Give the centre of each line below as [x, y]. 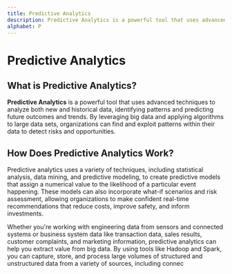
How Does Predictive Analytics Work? [90, 153]
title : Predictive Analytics [49, 13]
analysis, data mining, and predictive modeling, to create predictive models [114, 177]
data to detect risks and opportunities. [61, 131]
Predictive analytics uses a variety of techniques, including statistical [105, 170]
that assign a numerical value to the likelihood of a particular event [102, 185]
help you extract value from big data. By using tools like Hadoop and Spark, [115, 249]
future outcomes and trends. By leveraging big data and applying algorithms [116, 117]
